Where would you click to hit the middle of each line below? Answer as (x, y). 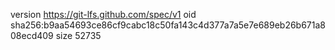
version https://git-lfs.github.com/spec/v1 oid (103, 14)
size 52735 (78, 35)
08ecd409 (32, 35)
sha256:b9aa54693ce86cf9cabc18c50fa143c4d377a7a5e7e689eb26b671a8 (168, 25)
